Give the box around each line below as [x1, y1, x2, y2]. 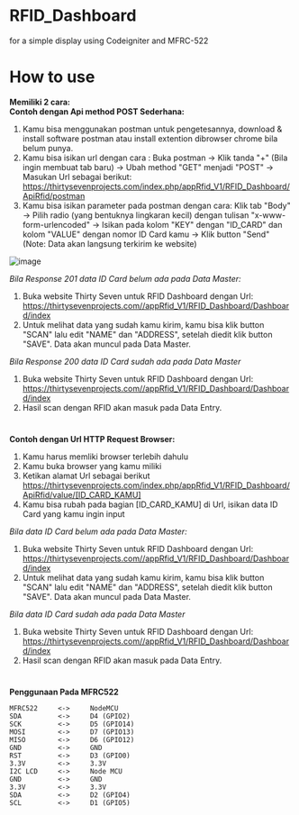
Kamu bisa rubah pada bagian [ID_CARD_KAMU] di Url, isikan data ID [22, 499, 278, 510]
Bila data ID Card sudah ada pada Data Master [9, 609, 186, 620]
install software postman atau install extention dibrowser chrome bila [22, 132, 278, 144]
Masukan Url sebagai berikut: [22, 171, 132, 182]
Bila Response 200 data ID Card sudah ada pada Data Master [9, 356, 241, 367]
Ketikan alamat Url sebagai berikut [22, 470, 150, 482]
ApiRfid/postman [22, 190, 86, 201]
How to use [9, 67, 95, 87]
